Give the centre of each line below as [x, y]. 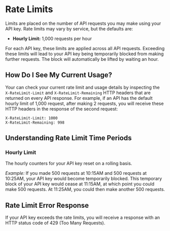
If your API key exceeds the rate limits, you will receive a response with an [83, 218]
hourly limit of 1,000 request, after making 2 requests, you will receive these [84, 103]
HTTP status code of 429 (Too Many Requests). [55, 223]
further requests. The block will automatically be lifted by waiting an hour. [82, 59]
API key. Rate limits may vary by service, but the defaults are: [69, 28]
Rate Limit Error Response [47, 205]
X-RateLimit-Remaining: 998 [35, 123]
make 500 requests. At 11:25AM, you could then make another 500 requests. [85, 189]
